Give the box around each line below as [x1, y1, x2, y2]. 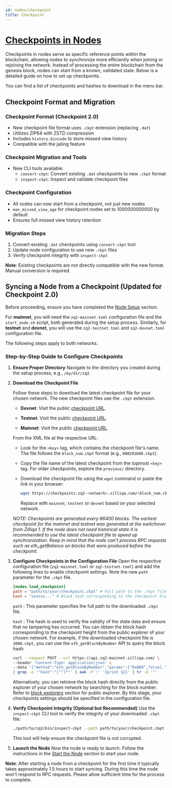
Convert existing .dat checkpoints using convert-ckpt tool [12, 242, 136, 248]
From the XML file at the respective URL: [12, 435, 99, 441]
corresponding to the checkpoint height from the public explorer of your [12, 629, 165, 635]
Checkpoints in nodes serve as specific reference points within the [5, 51, 146, 57]
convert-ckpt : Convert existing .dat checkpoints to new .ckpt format [20, 171, 166, 177]
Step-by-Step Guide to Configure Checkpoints [5, 353, 123, 360]
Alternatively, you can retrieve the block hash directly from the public [12, 679, 159, 685]
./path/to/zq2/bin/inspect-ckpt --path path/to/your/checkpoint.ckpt [12, 726, 165, 731]
